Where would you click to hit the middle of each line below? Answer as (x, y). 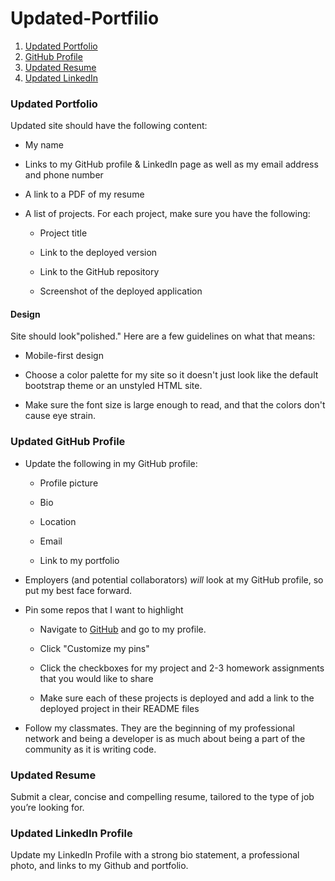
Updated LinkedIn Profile (71, 833)
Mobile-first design (64, 356)
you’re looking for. (47, 808)
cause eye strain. (60, 416)
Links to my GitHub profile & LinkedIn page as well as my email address (171, 164)
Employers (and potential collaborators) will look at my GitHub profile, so (174, 579)
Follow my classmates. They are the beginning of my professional (160, 728)
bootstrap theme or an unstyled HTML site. (113, 386)
